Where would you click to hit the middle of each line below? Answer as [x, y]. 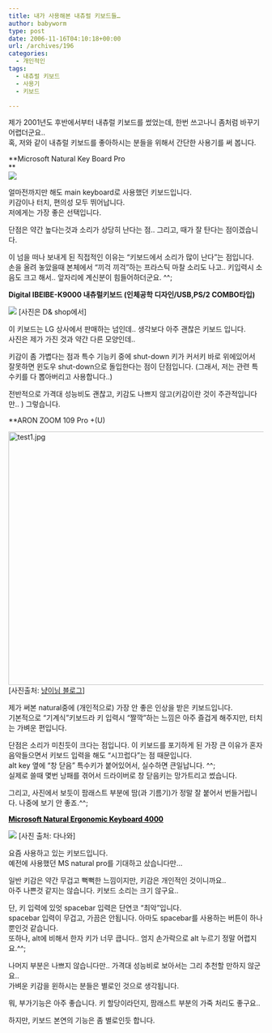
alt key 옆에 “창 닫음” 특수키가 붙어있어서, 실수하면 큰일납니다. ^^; [112, 765]
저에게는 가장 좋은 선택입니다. [55, 212]
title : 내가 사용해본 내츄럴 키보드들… [64, 16]
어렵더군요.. [27, 133]
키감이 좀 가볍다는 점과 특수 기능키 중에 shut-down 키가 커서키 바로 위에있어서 [132, 357]
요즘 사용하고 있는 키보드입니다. [58, 853]
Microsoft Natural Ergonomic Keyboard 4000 [86, 819]
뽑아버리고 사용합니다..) [76, 377]
